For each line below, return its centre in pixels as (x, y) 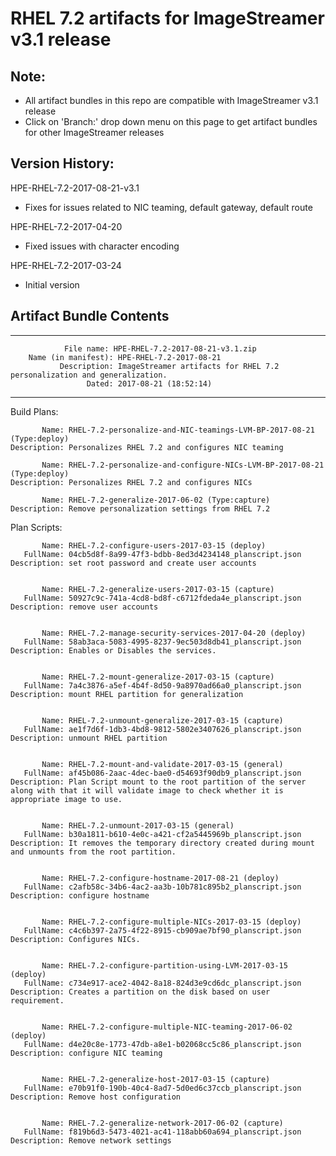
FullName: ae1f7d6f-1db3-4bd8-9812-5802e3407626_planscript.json (162, 729)
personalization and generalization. (89, 375)
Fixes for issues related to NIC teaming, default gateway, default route (168, 207)
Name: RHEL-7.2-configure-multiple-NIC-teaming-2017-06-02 (167, 1027)
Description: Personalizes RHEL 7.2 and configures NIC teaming (147, 447)
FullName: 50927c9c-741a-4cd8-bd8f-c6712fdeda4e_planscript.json (162, 598)
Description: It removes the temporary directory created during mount (162, 843)
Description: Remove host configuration (96, 1097)
